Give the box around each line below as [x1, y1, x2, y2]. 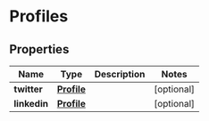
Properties [9, 42, 70, 57]
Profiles [9, 6, 69, 27]
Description [94, 69, 146, 80]
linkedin [13, 98, 49, 109]
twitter [13, 83, 43, 95]
